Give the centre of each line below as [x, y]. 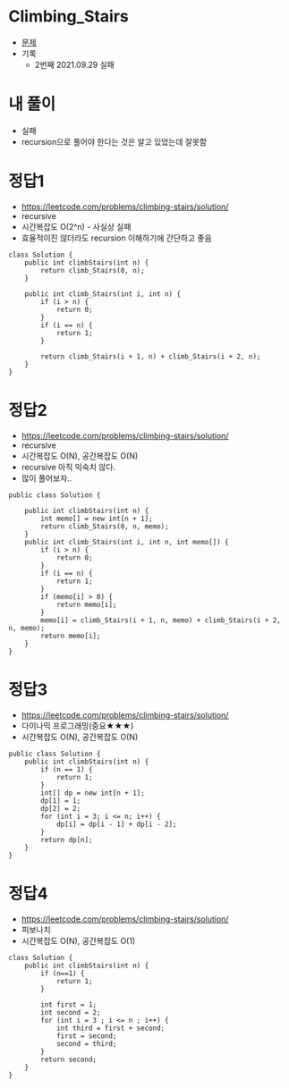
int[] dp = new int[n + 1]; [93, 793]
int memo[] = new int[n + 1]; [97, 519]
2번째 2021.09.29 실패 [75, 64]
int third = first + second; [110, 1028]
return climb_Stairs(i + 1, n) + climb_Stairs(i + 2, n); [151, 356]
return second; [69, 1059]
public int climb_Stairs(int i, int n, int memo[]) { [127, 542]
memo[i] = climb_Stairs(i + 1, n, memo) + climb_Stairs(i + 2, [161, 620]
